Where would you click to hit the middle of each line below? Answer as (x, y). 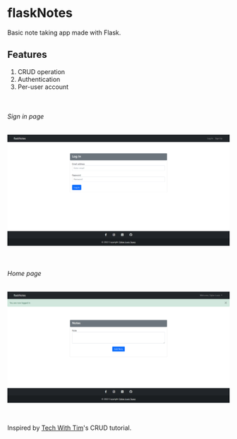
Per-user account (43, 87)
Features (27, 55)
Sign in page (26, 116)
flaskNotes (40, 13)
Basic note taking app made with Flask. (64, 32)
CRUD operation (41, 71)
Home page (24, 274)
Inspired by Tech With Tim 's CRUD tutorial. (69, 428)
